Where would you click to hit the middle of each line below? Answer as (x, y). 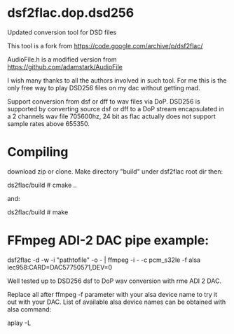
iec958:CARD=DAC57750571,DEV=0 (60, 267)
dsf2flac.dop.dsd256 (71, 13)
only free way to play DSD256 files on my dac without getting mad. (104, 88)
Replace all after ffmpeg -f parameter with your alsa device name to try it (112, 294)
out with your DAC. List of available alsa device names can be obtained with (117, 302)
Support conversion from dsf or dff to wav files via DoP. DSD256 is (104, 101)
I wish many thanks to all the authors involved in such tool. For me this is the (117, 80)
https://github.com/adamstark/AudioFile (65, 67)
